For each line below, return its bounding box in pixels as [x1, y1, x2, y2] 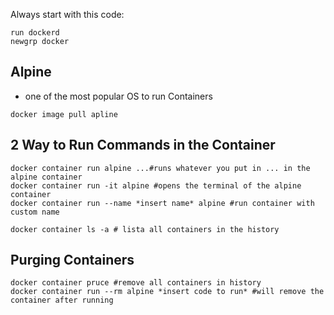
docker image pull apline [10, 109, 118, 119]
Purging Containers [10, 252, 135, 269]
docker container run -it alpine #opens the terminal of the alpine [10, 180, 302, 191]
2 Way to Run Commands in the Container [10, 137, 276, 154]
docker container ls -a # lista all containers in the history [10, 224, 280, 234]
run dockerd [10, 28, 60, 38]
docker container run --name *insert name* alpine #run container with [10, 198, 315, 208]
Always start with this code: [10, 9, 125, 20]
